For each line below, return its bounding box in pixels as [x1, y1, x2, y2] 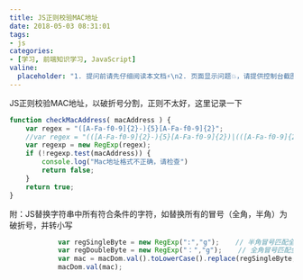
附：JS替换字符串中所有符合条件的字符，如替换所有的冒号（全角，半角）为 [9, 208, 288, 219]
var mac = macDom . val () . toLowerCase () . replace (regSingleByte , [57, 254, 297, 264]
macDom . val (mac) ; [57, 263, 124, 272]
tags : [9, 30, 30, 39]
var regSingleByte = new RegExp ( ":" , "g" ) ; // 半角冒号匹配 [57, 238, 289, 247]
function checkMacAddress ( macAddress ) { [9, 115, 171, 124]
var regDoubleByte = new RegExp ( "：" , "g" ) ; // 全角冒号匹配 [57, 246, 291, 255]
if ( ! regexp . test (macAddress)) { [25, 149, 151, 158]
